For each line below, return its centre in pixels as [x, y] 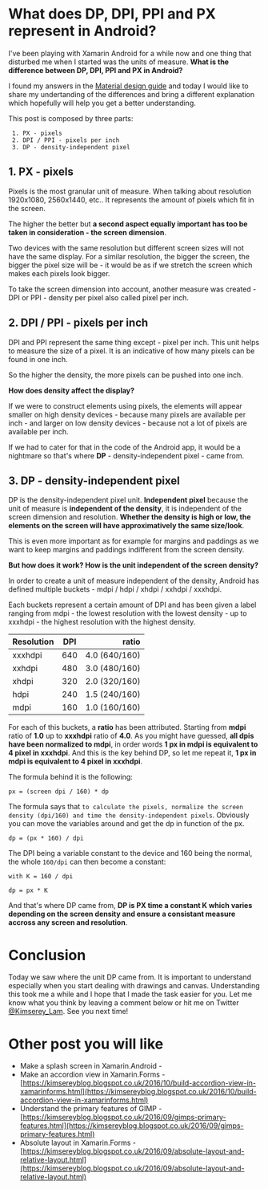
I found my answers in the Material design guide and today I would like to [129, 86]
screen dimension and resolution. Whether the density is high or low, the [130, 517]
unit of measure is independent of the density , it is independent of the [125, 509]
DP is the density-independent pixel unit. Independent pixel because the [128, 500]
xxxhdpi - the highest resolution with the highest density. [102, 622]
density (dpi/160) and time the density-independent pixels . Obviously [129, 815]
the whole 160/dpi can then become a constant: [87, 862]
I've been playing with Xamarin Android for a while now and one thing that [130, 53]
